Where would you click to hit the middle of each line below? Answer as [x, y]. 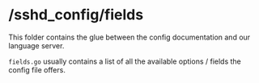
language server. [36, 45]
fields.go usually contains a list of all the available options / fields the [125, 61]
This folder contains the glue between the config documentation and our [129, 37]
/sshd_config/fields [76, 15]
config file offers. [37, 69]
